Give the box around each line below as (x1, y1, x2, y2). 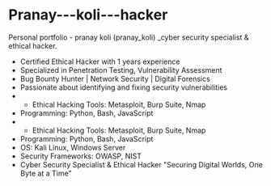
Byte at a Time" (19, 168, 72, 178)
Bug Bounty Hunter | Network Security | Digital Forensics (19, 74, 210, 83)
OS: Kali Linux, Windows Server (19, 142, 126, 152)
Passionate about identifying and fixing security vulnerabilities (19, 82, 228, 92)
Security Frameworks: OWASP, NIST (19, 151, 142, 161)
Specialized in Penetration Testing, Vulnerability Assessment (19, 65, 222, 74)
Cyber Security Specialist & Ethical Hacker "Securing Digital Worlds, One (19, 159, 263, 169)
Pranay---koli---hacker (8, 6, 168, 24)
